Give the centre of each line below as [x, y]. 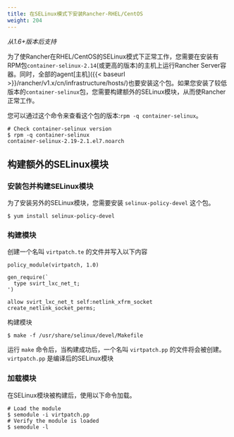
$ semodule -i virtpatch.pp [49, 414]
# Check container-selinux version [60, 129]
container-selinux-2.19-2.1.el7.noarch [66, 141]
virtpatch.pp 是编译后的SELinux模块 [61, 358]
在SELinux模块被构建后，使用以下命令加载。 [72, 395]
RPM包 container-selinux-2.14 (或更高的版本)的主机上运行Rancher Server [114, 65]
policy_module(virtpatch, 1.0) [53, 265]
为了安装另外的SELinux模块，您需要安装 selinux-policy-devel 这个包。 [111, 203]
